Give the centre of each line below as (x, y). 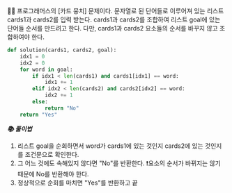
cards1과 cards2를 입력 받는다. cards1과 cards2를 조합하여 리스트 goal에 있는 (114, 19)
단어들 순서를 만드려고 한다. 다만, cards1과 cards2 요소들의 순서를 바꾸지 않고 (113, 28)
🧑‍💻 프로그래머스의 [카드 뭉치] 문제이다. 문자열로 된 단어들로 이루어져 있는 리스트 (116, 11)
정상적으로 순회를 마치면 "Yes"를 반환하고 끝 (77, 183)
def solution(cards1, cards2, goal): (62, 50)
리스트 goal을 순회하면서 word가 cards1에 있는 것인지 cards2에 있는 (110, 146)
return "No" (62, 108)
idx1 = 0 (32, 56)
